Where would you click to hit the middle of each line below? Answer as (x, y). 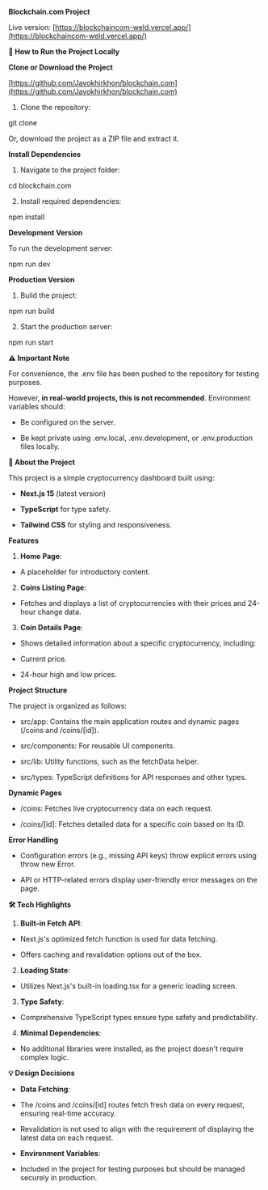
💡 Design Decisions (42, 1073)
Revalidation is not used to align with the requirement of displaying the (137, 1129)
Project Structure (38, 690)
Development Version (46, 233)
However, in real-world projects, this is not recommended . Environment (129, 398)
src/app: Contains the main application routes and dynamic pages (130, 722)
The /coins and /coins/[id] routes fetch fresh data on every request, (132, 1105)
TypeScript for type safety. (65, 509)
